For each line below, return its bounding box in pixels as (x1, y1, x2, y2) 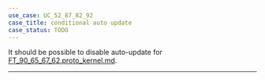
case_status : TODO (8, 26, 69, 34)
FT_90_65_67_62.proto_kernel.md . (8, 56, 118, 65)
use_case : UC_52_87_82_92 (8, 11, 93, 20)
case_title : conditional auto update (8, 19, 132, 27)
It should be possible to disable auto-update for (8, 48, 163, 57)
